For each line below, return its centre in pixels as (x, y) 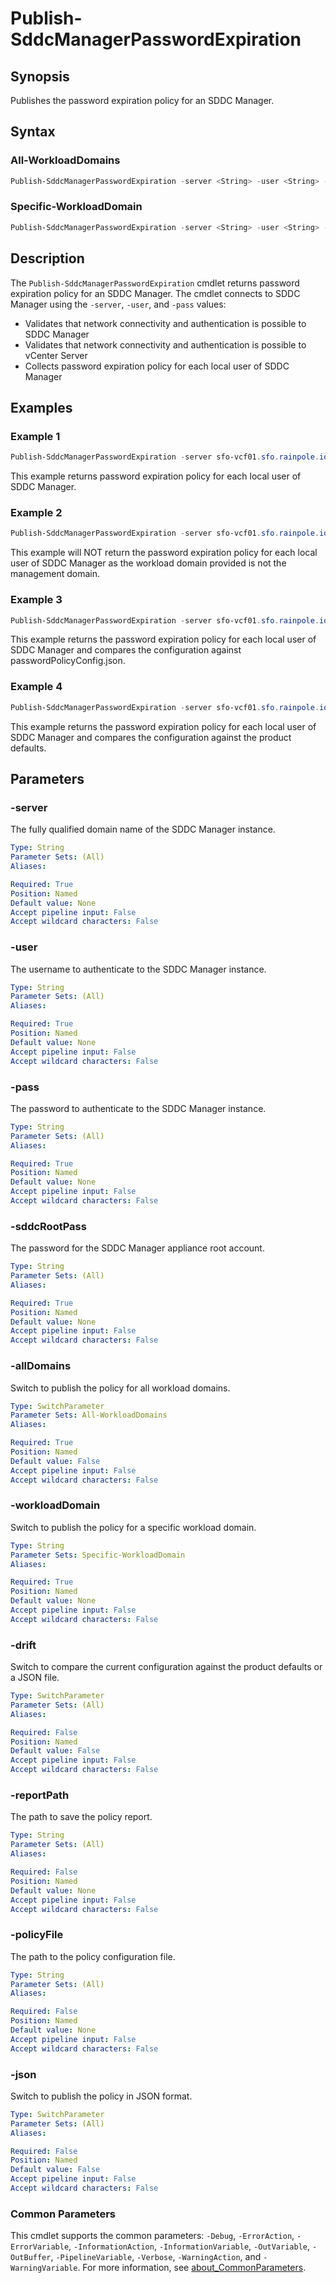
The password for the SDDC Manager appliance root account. (137, 1248)
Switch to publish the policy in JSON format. (101, 2096)
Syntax (33, 132)
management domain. (55, 574)
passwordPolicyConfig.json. (68, 661)
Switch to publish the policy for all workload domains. (120, 1388)
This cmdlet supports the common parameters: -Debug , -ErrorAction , (152, 2236)
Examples (41, 407)
